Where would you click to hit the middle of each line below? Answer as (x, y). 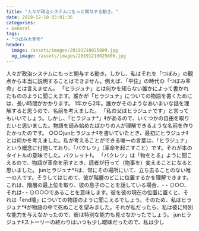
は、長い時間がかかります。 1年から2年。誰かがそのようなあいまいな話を (95, 103)
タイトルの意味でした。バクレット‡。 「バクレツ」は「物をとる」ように (94, 155)
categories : (21, 23)
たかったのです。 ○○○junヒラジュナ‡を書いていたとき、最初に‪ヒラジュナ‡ (97, 133)
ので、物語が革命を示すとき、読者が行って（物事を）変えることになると (104, 162)
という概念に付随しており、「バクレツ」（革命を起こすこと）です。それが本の (99, 148)
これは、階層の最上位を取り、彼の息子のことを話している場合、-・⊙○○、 (98, 185)
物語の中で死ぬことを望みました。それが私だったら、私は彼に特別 (112, 207)
